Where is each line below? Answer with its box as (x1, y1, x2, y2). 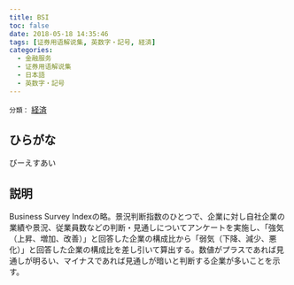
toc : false (9, 21, 50, 30)
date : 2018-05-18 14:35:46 (9, 29, 109, 38)
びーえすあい (9, 158, 56, 168)
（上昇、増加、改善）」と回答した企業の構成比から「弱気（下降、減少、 (9, 234, 269, 244)
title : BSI (9, 12, 50, 22)
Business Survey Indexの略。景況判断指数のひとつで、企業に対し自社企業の (9, 212, 285, 222)
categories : (9, 46, 53, 55)
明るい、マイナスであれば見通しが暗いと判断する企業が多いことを (32, 256, 273, 266)
